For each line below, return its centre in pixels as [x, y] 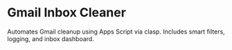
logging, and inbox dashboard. [51, 38]
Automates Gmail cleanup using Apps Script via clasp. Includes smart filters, [116, 32]
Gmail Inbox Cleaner [67, 13]
